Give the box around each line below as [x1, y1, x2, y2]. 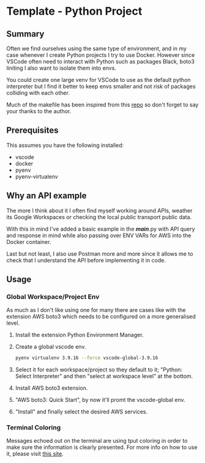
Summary [6, 29, 45, 39]
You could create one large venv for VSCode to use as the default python [6, 76, 191, 83]
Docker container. [6, 238, 51, 245]
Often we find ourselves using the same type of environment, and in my [6, 45, 187, 52]
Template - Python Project [6, 4, 143, 18]
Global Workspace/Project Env [6, 292, 100, 301]
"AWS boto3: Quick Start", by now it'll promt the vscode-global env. [15, 396, 185, 404]
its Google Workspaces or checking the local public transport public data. [6, 213, 192, 221]
